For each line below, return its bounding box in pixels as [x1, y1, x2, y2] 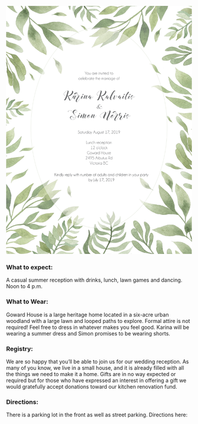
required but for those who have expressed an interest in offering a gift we [6, 377, 187, 384]
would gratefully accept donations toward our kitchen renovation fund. [6, 383, 178, 390]
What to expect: [6, 263, 53, 271]
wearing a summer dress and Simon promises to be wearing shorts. [6, 330, 171, 337]
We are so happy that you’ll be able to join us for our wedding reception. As [6, 358, 189, 365]
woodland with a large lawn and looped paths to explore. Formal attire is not [6, 317, 190, 324]
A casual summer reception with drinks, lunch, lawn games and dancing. [6, 276, 183, 283]
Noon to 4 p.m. [6, 283, 43, 290]
